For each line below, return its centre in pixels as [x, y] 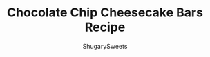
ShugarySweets [105, 46]
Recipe [105, 27]
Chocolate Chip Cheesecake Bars [105, 13]
